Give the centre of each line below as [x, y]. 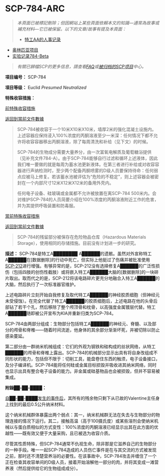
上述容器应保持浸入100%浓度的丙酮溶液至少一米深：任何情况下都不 [85, 135]
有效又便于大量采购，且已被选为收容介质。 [69, 433]
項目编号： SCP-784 [26, 77]
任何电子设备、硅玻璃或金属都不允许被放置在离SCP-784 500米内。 [84, 193]
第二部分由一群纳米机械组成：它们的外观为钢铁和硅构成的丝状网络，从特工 [80, 346]
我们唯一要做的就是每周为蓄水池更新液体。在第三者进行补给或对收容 [86, 164]
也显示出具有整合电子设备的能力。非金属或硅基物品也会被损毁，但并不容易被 [82, 371]
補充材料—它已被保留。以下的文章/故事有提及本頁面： [72, 29]
